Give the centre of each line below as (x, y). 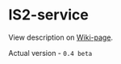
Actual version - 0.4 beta (50, 53)
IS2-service (48, 15)
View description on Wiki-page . (61, 37)
